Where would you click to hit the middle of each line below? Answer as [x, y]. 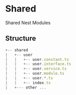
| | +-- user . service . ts [36, 69]
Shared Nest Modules [28, 23]
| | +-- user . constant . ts [37, 59]
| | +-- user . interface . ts [38, 64]
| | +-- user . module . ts [35, 73]
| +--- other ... [26, 87]
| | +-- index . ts [28, 83]
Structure [21, 38]
